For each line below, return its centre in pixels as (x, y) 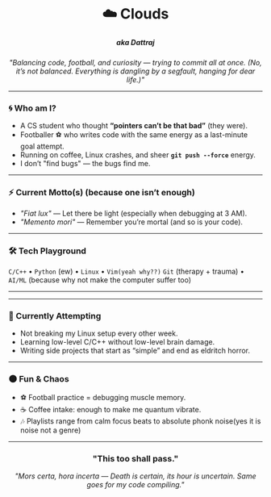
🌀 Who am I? (32, 108)
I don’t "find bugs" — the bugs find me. (85, 164)
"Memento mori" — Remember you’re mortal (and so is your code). (131, 222)
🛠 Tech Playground (48, 251)
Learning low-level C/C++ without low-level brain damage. (117, 342)
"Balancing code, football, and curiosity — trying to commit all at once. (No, (135, 63)
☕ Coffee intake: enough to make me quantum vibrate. (110, 409)
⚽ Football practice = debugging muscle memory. (103, 397)
